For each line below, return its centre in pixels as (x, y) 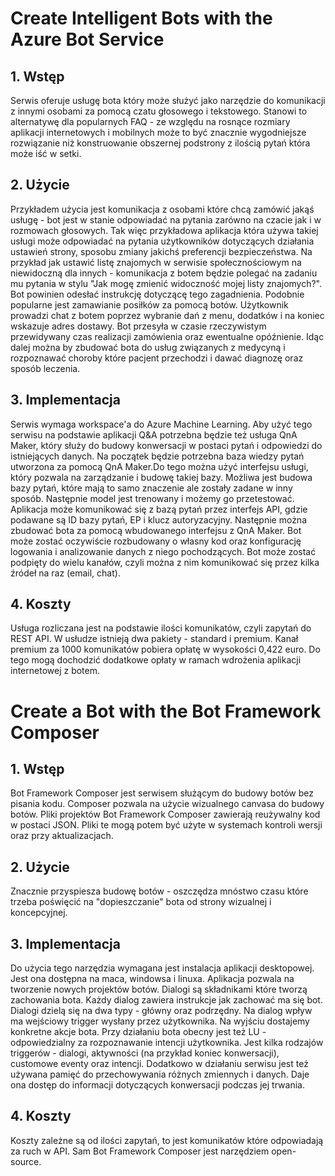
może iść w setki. (46, 153)
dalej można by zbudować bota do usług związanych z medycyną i (148, 347)
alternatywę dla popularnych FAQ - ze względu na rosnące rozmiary (150, 121)
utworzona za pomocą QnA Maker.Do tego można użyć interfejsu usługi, (159, 466)
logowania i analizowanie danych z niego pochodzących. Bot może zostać (163, 551)
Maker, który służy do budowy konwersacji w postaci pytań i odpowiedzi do (166, 445)
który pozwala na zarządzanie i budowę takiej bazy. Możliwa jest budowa (161, 477)
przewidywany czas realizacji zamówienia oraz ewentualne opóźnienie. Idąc (167, 336)
